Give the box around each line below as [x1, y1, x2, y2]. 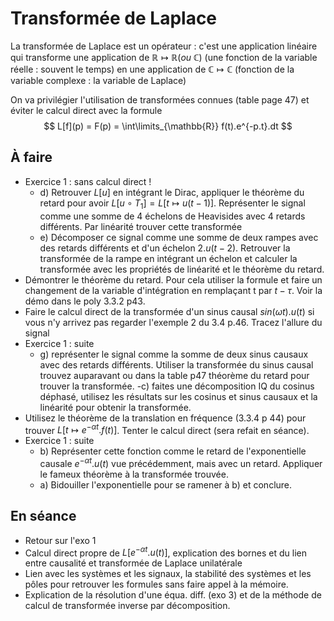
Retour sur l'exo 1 [24, 534, 97, 546]
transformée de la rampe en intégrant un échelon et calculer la [39, 252, 298, 264]
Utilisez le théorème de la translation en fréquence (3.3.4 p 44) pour [24, 412, 307, 424]
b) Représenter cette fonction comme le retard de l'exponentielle [39, 445, 307, 457]
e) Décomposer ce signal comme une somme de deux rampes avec [39, 231, 319, 243]
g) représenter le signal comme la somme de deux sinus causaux [39, 348, 309, 360]
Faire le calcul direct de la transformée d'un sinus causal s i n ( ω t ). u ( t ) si [24, 305, 315, 317]
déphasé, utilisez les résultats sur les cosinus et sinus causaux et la [39, 390, 318, 402]
